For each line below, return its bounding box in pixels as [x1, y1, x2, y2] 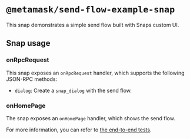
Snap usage [6, 38, 51, 48]
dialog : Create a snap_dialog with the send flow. [14, 87, 132, 94]
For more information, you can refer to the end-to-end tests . [6, 126, 152, 133]
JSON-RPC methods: [6, 75, 58, 83]
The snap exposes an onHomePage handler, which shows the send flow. [6, 114, 175, 121]
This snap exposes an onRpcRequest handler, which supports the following [6, 69, 185, 76]
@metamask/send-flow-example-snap [6, 4, 175, 15]
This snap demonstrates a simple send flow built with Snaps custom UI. [6, 21, 179, 28]
